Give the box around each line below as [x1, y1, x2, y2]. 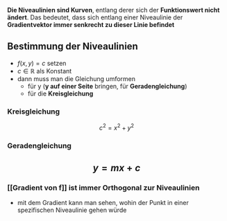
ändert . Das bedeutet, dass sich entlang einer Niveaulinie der [7, 13, 183, 21]
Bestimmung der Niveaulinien [7, 41, 139, 53]
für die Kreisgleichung [27, 89, 94, 98]
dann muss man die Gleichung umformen [17, 74, 135, 82]
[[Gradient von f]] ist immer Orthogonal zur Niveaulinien [7, 183, 200, 193]
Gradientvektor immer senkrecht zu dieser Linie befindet [7, 21, 175, 28]
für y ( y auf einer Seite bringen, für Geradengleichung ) [27, 82, 187, 90]
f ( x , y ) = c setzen [17, 59, 67, 67]
